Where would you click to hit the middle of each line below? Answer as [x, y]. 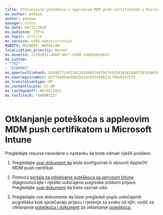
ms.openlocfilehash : [26, 73]
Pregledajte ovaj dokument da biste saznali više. [60, 188]
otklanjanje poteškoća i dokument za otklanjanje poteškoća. [72, 207]
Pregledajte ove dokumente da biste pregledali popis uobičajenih [77, 197]
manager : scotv [20, 23]
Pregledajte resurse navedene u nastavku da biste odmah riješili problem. [78, 153]
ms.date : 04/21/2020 [26, 28]
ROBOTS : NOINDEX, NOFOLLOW [32, 46]
